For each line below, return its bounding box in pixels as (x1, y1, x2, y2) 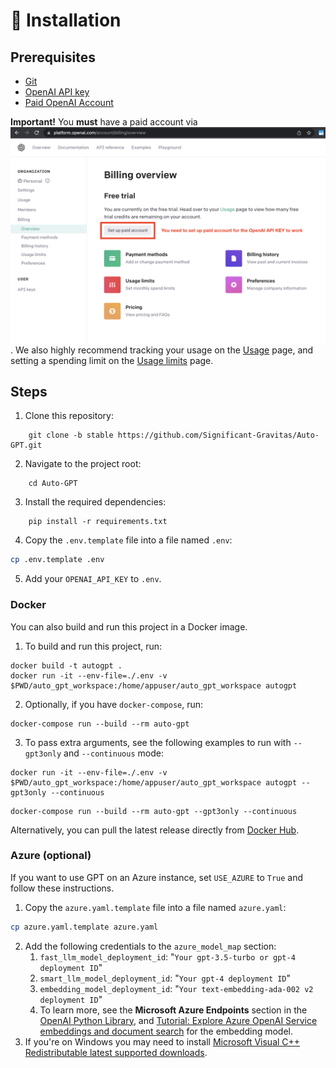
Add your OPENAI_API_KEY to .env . (24, 573, 162, 585)
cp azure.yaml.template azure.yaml (10, 922, 159, 932)
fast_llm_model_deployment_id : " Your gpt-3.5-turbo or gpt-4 (39, 950, 296, 963)
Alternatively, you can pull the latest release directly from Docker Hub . (10, 824, 300, 836)
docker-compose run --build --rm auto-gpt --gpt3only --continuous (10, 806, 298, 816)
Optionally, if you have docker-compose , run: (24, 698, 204, 710)
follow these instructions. (10, 882, 115, 894)
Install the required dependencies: (24, 496, 167, 508)
